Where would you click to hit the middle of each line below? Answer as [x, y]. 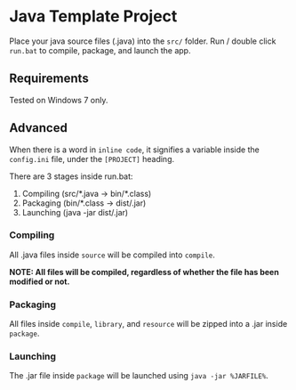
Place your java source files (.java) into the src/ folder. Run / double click [143, 41]
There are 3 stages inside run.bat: [71, 176]
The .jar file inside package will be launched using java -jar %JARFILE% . [139, 376]
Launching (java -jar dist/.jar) [75, 212]
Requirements [49, 79]
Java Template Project [93, 16]
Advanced [39, 128]
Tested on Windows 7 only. [59, 100]
